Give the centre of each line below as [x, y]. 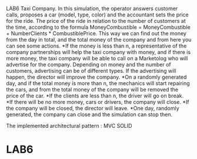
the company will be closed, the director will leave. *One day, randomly [93, 108]
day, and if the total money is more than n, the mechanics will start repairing [98, 83]
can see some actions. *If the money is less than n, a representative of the [96, 46]
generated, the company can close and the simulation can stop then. [89, 114]
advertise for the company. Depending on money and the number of [89, 65]
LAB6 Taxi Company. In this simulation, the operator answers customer [92, 9]
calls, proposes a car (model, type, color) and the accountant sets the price [98, 15]
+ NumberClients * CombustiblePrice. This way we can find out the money [96, 33]
